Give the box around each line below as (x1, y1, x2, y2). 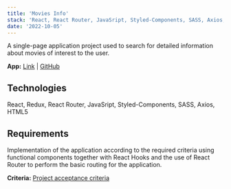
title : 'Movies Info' (7, 10, 69, 17)
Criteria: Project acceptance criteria (7, 174, 110, 182)
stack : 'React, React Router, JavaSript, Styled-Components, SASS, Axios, (7, 16, 226, 23)
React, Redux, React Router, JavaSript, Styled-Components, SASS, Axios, (7, 100, 215, 109)
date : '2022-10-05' (7, 23, 63, 30)
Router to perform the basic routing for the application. (7, 161, 162, 168)
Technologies (7, 82, 67, 93)
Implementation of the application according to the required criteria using (7, 146, 214, 154)
